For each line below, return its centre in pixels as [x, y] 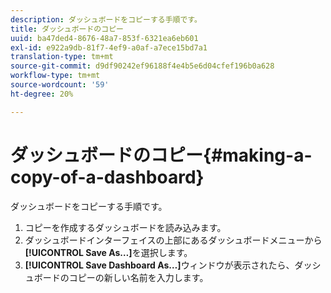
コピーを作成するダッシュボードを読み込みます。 [125, 227]
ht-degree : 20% [42, 94]
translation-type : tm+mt [62, 57]
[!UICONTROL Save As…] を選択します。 [108, 252]
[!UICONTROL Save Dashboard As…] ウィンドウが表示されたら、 [159, 265]
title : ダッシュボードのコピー [67, 29]
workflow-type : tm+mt [55, 76]
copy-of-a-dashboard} [107, 177]
